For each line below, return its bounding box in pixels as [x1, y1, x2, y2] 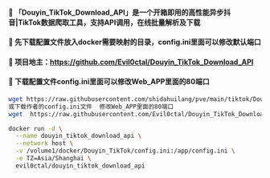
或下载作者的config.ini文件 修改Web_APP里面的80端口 [8, 103, 174, 111]
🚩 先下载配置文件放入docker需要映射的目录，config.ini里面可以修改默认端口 [8, 37, 261, 47]
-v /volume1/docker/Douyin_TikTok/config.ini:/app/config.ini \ [15, 147, 235, 156]
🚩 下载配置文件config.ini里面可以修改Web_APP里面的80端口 [8, 77, 211, 87]
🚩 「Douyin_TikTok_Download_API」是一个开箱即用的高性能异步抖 [8, 7, 231, 17]
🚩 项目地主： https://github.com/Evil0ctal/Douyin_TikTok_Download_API [8, 57, 254, 67]
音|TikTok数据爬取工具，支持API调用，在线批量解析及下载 [8, 17, 201, 27]
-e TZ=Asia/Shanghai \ [15, 155, 92, 163]
